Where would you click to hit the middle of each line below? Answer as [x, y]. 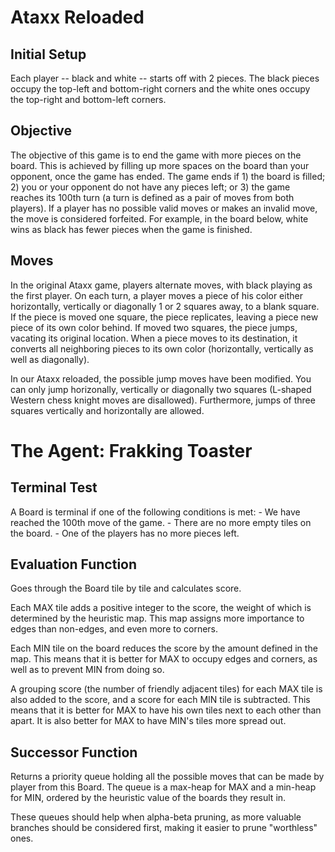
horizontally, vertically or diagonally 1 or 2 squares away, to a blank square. [165, 306]
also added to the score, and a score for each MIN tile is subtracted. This [160, 700]
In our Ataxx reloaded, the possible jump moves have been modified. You [161, 378]
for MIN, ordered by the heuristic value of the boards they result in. [148, 798]
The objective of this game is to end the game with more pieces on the [156, 155]
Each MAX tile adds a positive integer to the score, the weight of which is [161, 608]
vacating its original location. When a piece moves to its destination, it [154, 338]
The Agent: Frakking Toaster [131, 450]
